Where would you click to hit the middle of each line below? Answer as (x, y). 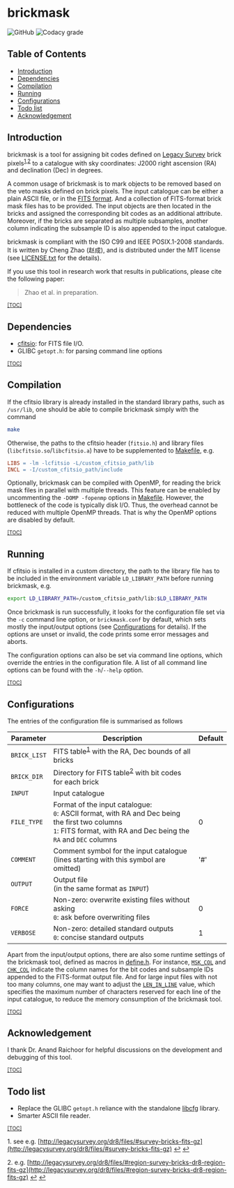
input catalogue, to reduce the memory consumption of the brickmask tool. (115, 999)
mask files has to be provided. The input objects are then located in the (109, 206)
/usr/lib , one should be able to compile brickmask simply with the (103, 409)
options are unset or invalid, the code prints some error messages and (108, 634)
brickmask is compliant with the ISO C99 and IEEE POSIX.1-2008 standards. (116, 242)
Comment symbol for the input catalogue (120, 851)
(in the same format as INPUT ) (101, 888)
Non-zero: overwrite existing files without (122, 900)
